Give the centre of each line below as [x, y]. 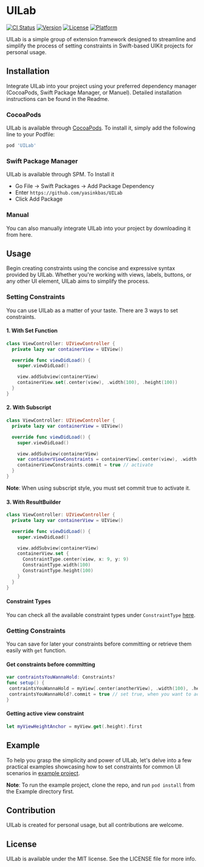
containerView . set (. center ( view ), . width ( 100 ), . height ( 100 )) [97, 383]
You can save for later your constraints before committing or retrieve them [99, 644]
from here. [19, 234]
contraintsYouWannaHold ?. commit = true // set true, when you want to [100, 694]
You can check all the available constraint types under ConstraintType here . [101, 615]
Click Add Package [39, 199]
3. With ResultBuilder [34, 502]
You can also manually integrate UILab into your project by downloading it [99, 228]
